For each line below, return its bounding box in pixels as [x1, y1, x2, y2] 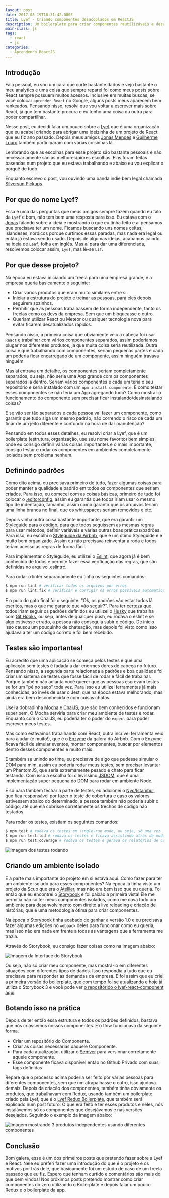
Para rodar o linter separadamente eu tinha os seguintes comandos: [5, 573, 146, 579]
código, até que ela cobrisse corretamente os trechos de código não [5, 803, 147, 810]
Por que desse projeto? [5, 261, 79, 269]
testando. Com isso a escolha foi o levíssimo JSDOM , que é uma [5, 773, 139, 779]
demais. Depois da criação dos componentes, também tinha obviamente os [5, 1085, 162, 1091]
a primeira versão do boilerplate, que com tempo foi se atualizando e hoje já [5, 978, 163, 985]
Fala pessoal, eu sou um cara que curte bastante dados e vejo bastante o [5, 82, 157, 88]
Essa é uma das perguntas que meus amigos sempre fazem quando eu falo [5, 209, 161, 215]
